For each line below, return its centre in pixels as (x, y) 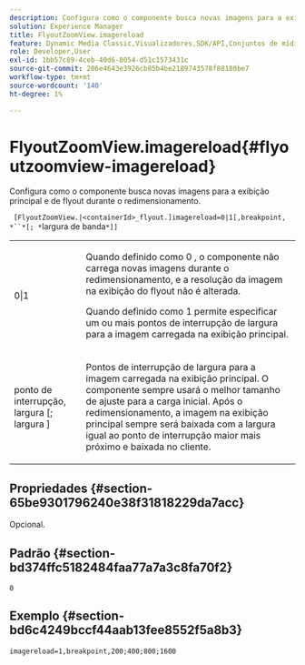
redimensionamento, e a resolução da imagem (184, 280)
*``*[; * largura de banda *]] (64, 227)
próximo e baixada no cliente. (148, 447)
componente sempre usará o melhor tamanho (183, 390)
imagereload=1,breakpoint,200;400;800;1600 (93, 651)
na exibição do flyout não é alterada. (163, 291)
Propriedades (49, 488)
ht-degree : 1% (36, 94)
